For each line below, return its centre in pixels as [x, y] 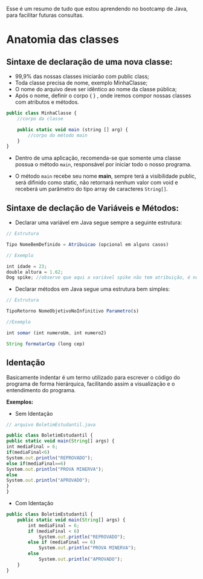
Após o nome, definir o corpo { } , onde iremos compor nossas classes [103, 95]
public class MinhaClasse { [42, 113]
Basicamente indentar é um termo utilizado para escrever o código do [93, 377]
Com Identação [34, 503]
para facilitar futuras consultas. [45, 15]
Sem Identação [34, 413]
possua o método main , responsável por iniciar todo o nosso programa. [103, 164]
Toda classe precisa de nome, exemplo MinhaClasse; [81, 83]
